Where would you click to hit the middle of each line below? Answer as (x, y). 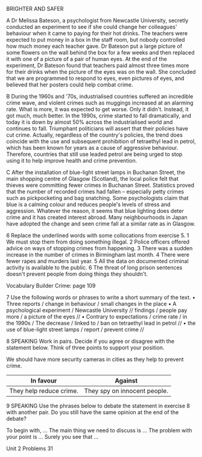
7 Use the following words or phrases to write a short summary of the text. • (101, 297)
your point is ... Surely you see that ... (52, 437)
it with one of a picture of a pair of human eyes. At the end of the (87, 59)
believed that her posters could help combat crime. (70, 85)
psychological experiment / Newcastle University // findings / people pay (97, 310)
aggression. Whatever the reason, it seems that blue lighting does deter (95, 211)
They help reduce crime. (44, 391)
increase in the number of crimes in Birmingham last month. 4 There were (98, 254)
